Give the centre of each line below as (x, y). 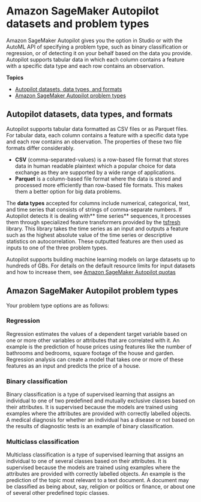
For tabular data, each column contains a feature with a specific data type (97, 135)
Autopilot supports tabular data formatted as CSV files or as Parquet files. (97, 129)
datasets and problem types (78, 24)
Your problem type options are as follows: (58, 305)
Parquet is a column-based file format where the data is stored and (98, 179)
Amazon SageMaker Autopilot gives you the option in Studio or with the (94, 40)
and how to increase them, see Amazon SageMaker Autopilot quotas (91, 272)
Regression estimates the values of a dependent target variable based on (97, 333)
